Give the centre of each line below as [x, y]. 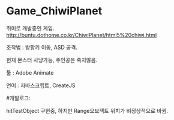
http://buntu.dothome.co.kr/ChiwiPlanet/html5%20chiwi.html [82, 35]
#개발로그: [19, 98]
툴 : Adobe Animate [30, 72]
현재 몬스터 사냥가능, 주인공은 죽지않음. [52, 60]
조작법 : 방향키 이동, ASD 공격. [42, 47]
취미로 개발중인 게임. [30, 28]
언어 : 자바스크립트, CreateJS [41, 85]
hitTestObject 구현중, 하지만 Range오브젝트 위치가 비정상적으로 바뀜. [87, 110]
